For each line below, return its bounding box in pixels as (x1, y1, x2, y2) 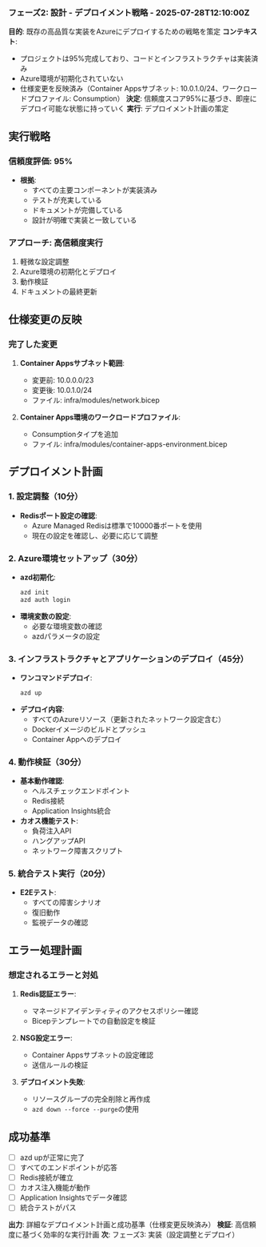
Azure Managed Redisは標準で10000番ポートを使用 (31, 520, 202, 530)
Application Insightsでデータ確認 (19, 1193, 128, 1202)
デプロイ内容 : (19, 704, 65, 714)
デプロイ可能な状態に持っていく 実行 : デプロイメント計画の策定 (19, 104, 229, 114)
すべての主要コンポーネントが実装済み (31, 185, 158, 194)
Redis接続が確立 (19, 1173, 74, 1182)
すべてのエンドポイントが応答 (19, 1163, 118, 1173)
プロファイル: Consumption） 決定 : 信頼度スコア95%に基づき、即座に (26, 94, 257, 103)
